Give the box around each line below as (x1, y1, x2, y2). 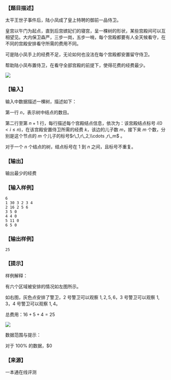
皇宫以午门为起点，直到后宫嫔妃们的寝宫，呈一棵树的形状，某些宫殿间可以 (5, 28, 161, 34)
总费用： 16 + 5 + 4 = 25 (5, 311, 55, 317)
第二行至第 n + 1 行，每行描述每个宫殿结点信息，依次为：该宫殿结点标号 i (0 (5, 120, 163, 126)
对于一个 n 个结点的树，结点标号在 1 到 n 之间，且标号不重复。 (5, 144, 136, 150)
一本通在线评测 (5, 369, 37, 375)
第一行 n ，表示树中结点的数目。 (5, 109, 72, 115)
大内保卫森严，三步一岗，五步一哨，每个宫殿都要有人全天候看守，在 (22, 34, 166, 40)
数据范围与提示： (5, 332, 41, 338)
